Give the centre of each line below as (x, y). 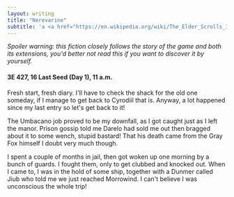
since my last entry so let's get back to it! (66, 107)
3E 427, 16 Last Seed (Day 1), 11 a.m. (60, 77)
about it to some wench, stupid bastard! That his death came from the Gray (115, 136)
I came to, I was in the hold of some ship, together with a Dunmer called (110, 171)
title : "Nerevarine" (37, 20)
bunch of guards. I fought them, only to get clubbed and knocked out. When (116, 164)
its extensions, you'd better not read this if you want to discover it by (106, 54)
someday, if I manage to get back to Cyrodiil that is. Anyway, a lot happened (116, 100)
